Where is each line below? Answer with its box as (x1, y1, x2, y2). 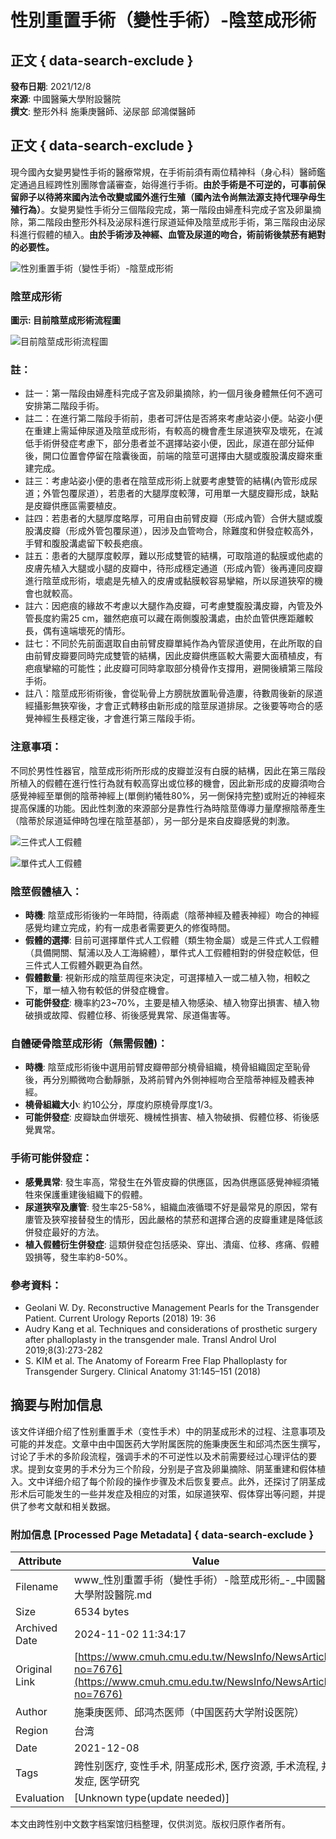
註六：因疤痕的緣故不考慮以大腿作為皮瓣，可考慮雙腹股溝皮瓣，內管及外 (24, 600, 323, 612)
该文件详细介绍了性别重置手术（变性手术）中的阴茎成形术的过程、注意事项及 (10, 1425, 326, 1437)
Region (15, 1724, 49, 1737)
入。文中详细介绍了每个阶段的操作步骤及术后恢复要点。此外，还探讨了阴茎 (10, 1475, 317, 1487)
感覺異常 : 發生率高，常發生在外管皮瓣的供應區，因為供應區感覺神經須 (24, 1176, 311, 1188)
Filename (15, 1580, 59, 1593)
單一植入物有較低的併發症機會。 (42, 984, 175, 996)
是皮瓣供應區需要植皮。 (24, 500, 122, 512)
